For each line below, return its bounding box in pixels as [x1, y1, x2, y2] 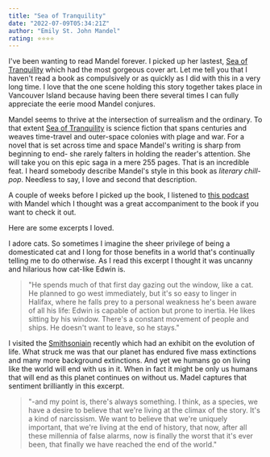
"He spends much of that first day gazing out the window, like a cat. [27, 280, 254, 290]
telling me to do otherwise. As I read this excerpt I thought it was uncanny [8, 256, 253, 266]
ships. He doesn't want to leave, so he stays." [27, 323, 180, 333]
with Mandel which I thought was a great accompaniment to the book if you [8, 199, 260, 209]
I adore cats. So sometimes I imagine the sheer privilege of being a [8, 239, 231, 248]
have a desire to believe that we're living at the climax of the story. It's [27, 405, 260, 415]
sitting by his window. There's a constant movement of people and [27, 314, 250, 324]
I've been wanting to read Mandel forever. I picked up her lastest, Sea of [8, 56, 248, 66]
